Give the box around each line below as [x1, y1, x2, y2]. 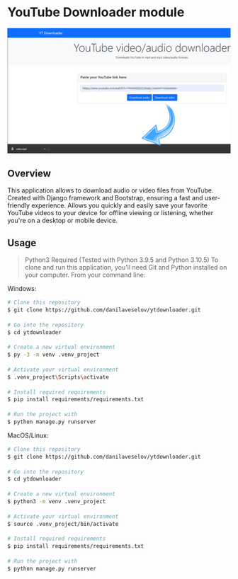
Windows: [7, 285, 37, 293]
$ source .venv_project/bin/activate [7, 520, 119, 527]
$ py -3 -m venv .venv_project [7, 351, 100, 358]
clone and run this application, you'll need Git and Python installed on [24, 263, 227, 272]
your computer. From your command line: [24, 270, 146, 280]
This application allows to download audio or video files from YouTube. [7, 186, 214, 195]
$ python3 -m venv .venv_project [7, 498, 106, 505]
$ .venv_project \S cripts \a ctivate [7, 373, 110, 381]
